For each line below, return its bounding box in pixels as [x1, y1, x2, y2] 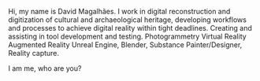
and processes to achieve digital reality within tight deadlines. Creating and [8, 24, 252, 32]
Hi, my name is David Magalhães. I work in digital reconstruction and [8, 7, 231, 16]
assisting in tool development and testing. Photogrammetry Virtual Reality [8, 31, 247, 41]
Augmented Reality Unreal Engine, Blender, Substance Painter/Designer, [8, 40, 243, 50]
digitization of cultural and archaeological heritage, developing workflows [8, 15, 247, 24]
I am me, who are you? [8, 64, 82, 73]
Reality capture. [8, 49, 60, 57]
